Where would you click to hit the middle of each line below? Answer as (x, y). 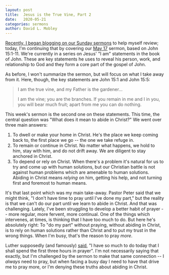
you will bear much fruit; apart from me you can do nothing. (79, 104)
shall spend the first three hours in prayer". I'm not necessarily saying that (82, 251)
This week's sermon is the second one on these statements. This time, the (82, 115)
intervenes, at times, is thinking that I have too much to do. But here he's (80, 219)
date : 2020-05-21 (26, 19)
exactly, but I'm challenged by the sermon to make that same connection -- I (85, 256)
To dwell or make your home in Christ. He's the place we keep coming (85, 135)
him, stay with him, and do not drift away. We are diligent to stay (79, 151)
